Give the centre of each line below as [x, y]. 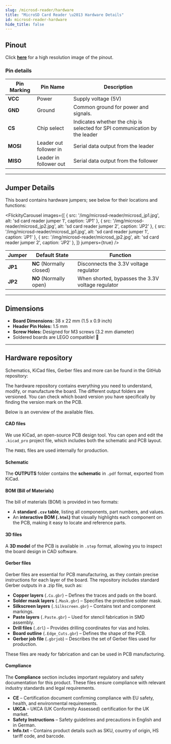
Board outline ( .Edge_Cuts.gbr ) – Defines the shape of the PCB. [79, 633]
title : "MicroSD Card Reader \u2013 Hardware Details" [65, 15]
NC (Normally [49, 264]
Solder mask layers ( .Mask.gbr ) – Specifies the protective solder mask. [87, 600]
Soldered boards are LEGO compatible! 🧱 [56, 337]
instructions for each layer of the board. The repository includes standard [82, 580]
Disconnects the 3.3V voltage [113, 264]
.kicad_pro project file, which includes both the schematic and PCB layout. [83, 440]
